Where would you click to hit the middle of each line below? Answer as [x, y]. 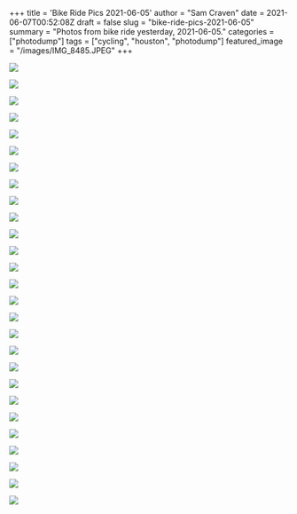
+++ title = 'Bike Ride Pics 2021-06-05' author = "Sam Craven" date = [137, 13]
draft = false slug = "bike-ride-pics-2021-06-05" [165, 22]
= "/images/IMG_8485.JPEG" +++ [71, 51]
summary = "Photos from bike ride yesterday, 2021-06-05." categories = [142, 32]
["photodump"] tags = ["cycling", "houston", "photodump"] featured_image [146, 41]
